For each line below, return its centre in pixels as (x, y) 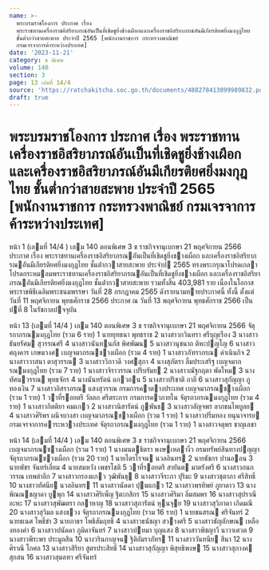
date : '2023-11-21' (42, 53)
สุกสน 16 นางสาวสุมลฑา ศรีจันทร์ (53, 557)
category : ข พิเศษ (36, 61)
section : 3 (27, 75)
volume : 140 (29, 68)
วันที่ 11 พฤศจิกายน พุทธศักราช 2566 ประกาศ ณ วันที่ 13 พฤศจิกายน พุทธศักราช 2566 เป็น (131, 301)
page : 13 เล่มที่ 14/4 (40, 82)
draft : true (29, 97)
